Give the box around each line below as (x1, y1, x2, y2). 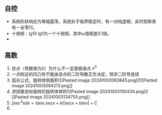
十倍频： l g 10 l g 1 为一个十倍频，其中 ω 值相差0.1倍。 (11, 31, 112, 36)
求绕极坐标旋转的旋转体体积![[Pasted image (11, 89, 99, 95)
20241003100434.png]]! (99, 89, 148, 95)
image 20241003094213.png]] (11, 83, 73, 89)
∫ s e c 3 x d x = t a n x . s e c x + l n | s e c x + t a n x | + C (11, 99, 97, 106)
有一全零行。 (11, 24, 37, 30)
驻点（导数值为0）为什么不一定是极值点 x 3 (11, 65, 97, 71)
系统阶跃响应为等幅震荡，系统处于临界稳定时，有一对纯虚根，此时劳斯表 (11, 18, 156, 24)
